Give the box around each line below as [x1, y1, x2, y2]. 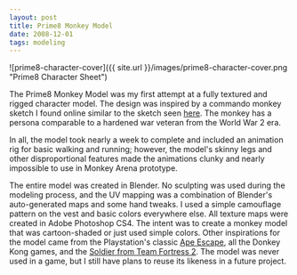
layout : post [9, 12, 58, 22]
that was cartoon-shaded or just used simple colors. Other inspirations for [9, 228, 280, 239]
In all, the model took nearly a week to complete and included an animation [9, 134, 284, 145]
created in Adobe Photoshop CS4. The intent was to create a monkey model [9, 218, 288, 229]
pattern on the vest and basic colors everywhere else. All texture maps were [9, 208, 289, 219]
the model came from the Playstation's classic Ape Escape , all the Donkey [9, 237, 281, 247]
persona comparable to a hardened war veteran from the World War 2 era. [9, 117, 282, 128]
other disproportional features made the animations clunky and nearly [9, 153, 265, 165]
